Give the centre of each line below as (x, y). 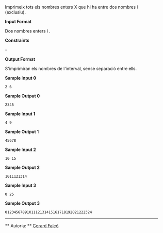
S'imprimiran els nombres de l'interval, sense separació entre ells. (71, 68)
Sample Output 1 (22, 132)
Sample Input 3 (21, 185)
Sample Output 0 (23, 96)
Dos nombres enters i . (28, 31)
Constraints (17, 40)
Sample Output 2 (22, 167)
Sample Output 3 (22, 203)
